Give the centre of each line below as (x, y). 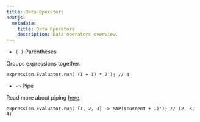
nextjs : (16, 18)
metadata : (24, 23)
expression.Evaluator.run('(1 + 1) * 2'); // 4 (68, 75)
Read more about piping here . (44, 98)
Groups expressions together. (44, 64)
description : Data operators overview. (68, 35)
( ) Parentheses (36, 52)
